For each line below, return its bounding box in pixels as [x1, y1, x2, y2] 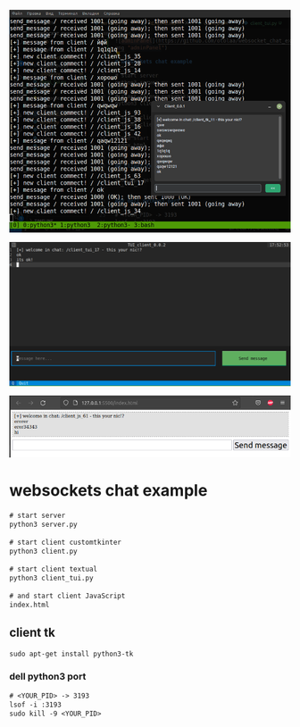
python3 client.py [9, 547, 78, 556]
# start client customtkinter [9, 538, 122, 547]
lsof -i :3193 [9, 700, 62, 710]
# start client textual [9, 564, 98, 574]
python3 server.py [9, 520, 78, 530]
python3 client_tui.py [9, 573, 94, 583]
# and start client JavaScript [9, 591, 126, 601]
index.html [9, 600, 50, 610]
